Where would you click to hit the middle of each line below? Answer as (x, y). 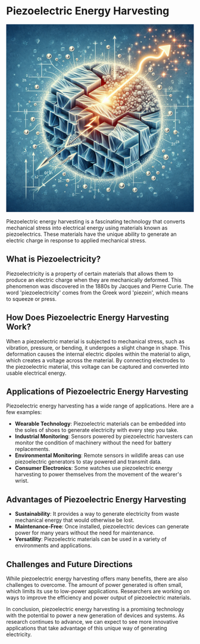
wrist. (22, 481)
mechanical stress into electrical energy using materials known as (87, 228)
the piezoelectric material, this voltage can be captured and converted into (98, 366)
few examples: (24, 412)
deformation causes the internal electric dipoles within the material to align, (99, 354)
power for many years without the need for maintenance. (85, 533)
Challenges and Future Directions (69, 564)
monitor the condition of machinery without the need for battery (93, 443)
